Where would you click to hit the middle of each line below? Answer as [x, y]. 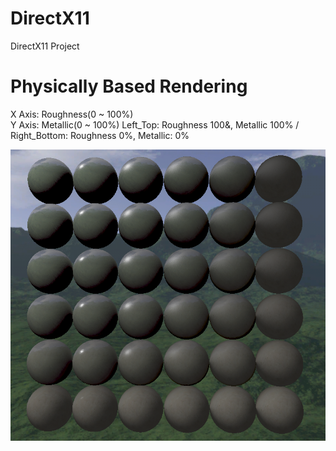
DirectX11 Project [45, 46]
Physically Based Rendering [129, 86]
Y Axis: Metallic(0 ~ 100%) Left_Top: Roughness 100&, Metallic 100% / [155, 124]
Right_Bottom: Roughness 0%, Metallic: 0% [100, 135]
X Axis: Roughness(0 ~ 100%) [72, 114]
